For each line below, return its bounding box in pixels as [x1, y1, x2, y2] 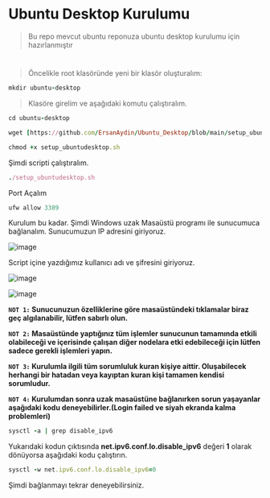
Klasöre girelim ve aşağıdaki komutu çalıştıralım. [27, 98, 187, 108]
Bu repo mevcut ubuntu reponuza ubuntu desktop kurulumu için [27, 31, 240, 41]
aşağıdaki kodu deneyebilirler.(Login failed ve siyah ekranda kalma [8, 403, 236, 413]
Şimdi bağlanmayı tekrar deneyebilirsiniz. [8, 480, 145, 490]
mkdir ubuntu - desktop [8, 84, 81, 93]
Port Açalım [8, 188, 47, 197]
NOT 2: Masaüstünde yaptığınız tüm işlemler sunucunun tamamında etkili [8, 329, 257, 338]
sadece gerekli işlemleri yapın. [8, 346, 112, 355]
